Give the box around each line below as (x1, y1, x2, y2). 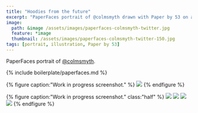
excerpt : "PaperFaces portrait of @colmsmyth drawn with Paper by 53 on (6, 14, 189, 20)
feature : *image (11, 31, 51, 36)
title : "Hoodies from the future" (6, 8, 91, 15)
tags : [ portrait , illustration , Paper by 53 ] (6, 42, 120, 48)
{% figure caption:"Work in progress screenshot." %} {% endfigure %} (6, 81, 185, 88)
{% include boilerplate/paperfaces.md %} (6, 69, 108, 76)
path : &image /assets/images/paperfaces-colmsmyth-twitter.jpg (11, 25, 170, 31)
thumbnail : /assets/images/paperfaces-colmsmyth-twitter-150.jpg (11, 36, 176, 42)
